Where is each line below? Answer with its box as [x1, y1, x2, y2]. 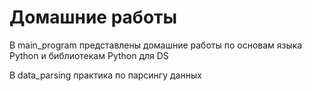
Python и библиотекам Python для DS [9, 49, 169, 61]
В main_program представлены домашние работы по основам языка [9, 39, 303, 51]
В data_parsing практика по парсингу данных [9, 69, 202, 81]
